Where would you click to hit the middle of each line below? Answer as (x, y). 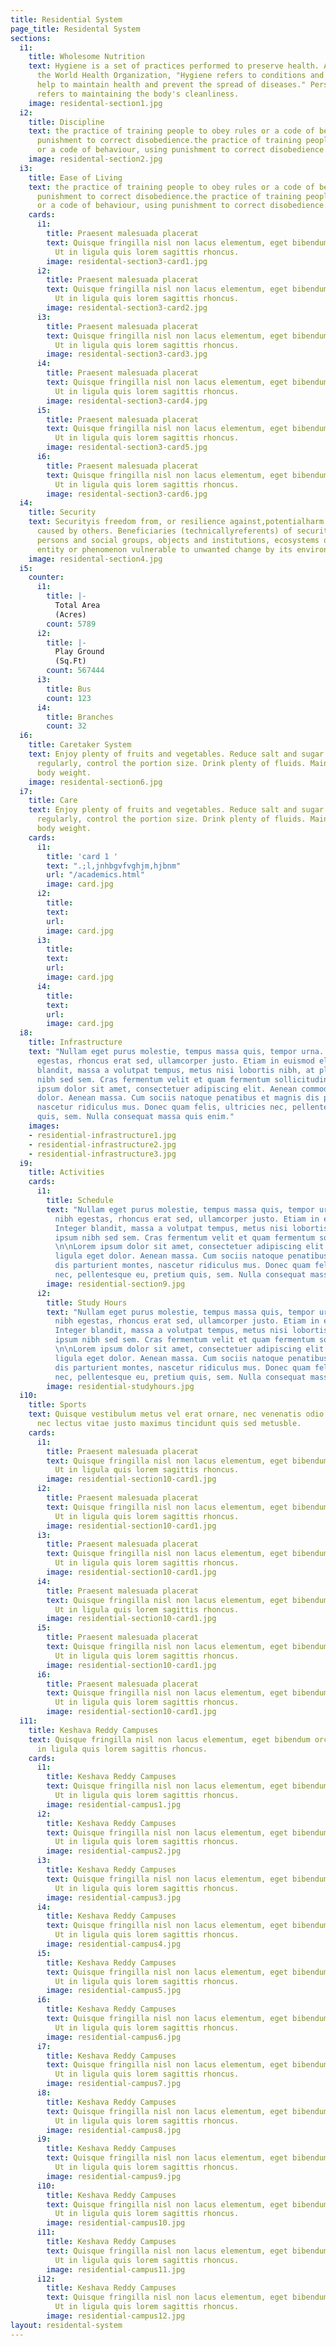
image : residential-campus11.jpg (116, 2269)
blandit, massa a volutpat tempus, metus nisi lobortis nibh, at (175, 1070)
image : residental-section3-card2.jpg (127, 308)
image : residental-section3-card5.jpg (127, 447)
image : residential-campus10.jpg (116, 2223)
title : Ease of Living (75, 177)
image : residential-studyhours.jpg (120, 1386)
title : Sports (57, 1405)
